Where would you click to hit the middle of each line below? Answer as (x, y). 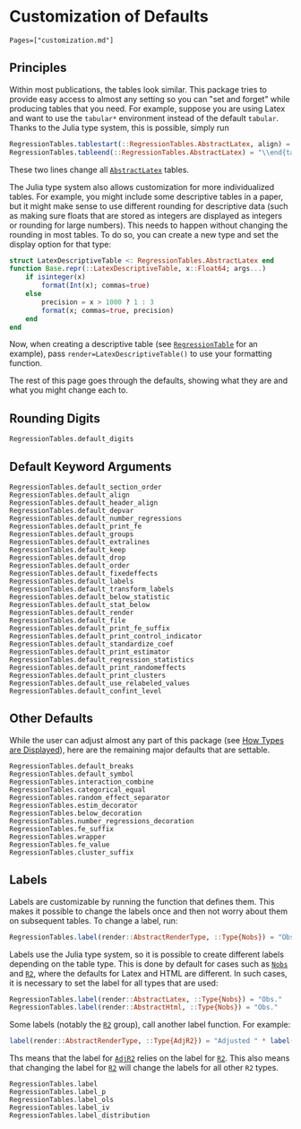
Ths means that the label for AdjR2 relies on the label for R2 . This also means (150, 1058)
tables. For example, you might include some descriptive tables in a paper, (146, 196)
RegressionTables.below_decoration (76, 813)
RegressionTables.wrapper (57, 837)
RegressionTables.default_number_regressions (95, 518)
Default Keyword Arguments (90, 467)
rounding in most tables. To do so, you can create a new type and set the (144, 234)
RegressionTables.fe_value (60, 845)
